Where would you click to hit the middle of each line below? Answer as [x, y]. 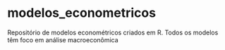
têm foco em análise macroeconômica [63, 39]
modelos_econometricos [82, 13]
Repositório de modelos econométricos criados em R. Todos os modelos [113, 32]
